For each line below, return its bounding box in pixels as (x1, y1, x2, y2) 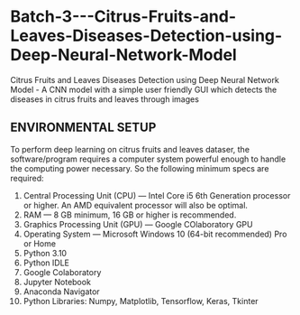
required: (10, 172, 44, 183)
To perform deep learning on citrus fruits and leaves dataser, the (10, 144, 250, 154)
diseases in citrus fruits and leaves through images (10, 93, 199, 105)
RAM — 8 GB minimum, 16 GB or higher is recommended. (23, 209, 237, 220)
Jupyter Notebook (23, 276, 91, 287)
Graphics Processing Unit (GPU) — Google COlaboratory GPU (23, 218, 253, 229)
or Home (23, 237, 57, 249)
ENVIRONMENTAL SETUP (10, 120, 157, 135)
